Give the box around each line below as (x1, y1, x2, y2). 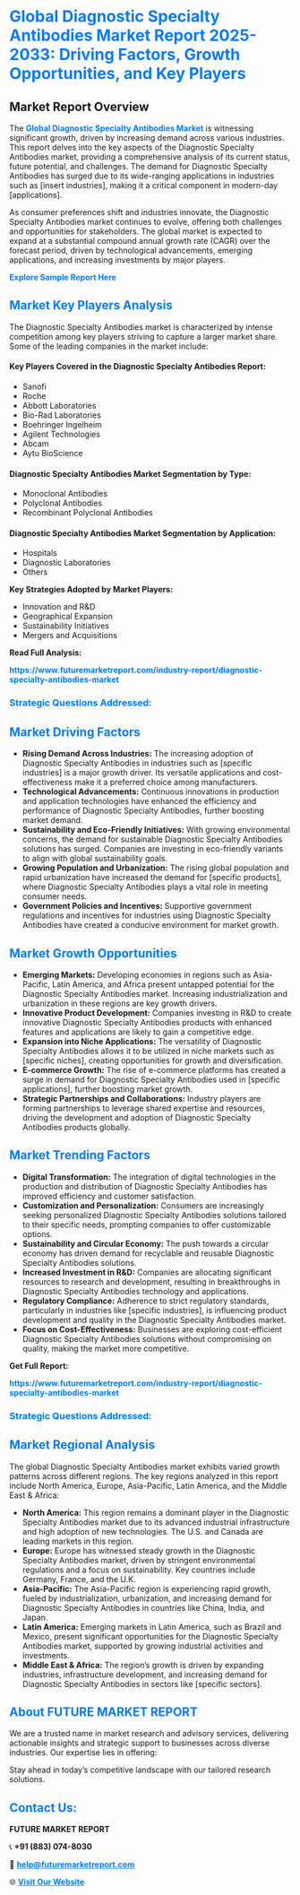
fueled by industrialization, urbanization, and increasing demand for (21, 1593, 273, 1604)
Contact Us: (9, 1800, 78, 1815)
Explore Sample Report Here (9, 272, 116, 282)
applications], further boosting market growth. (21, 1083, 193, 1095)
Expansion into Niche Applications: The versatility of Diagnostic (21, 1035, 262, 1046)
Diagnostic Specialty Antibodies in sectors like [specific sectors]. (21, 1678, 262, 1689)
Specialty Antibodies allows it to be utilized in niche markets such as (21, 1045, 275, 1056)
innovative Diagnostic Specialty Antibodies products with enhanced (21, 1017, 272, 1027)
